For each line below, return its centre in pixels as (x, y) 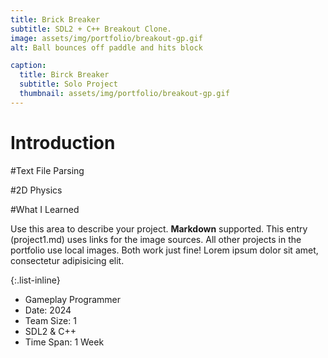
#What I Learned (45, 209)
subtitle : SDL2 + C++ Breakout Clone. (91, 29)
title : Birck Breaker (64, 75)
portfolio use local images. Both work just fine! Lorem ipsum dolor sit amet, (164, 250)
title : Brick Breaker (55, 19)
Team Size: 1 (50, 320)
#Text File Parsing (47, 170)
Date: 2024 (48, 310)
